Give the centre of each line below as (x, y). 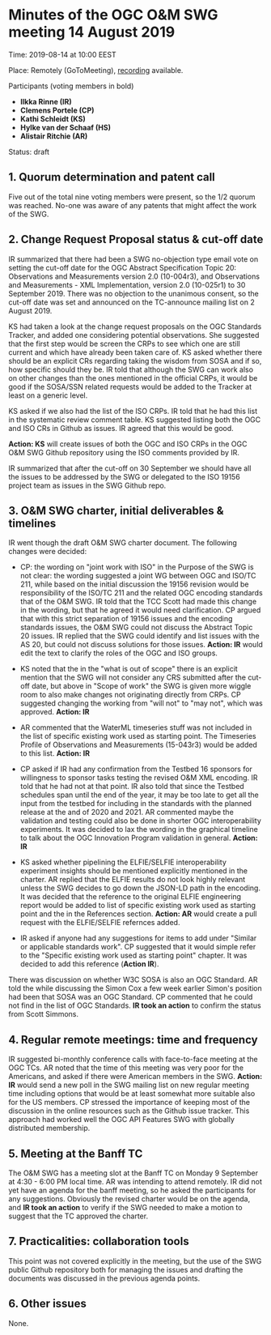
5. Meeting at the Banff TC (76, 1153)
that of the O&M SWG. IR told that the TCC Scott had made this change (138, 602)
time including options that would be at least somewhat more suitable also (132, 1094)
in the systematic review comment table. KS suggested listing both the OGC (135, 420)
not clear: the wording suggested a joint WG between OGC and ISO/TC (138, 576)
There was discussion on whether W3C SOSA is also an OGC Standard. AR (133, 980)
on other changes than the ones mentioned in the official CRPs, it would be (133, 377)
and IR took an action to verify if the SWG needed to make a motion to (125, 1207)
